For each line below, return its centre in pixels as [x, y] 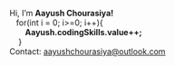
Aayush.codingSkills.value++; [83, 32]
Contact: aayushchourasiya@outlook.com [87, 52]
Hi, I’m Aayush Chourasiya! [62, 13]
